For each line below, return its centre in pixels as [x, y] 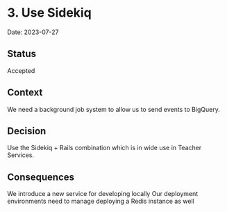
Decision [27, 131]
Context [25, 93]
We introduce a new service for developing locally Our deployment [103, 194]
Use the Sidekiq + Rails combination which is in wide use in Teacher [104, 148]
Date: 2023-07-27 [33, 32]
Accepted [21, 70]
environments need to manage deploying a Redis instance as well [101, 201]
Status [22, 54]
